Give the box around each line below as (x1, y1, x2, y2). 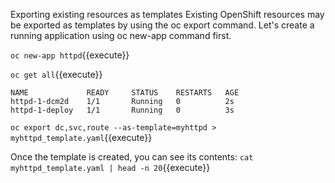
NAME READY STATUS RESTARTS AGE (10, 88, 240, 98)
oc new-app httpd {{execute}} (10, 49, 130, 61)
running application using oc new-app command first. (10, 30, 232, 41)
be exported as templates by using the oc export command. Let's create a (10, 19, 315, 31)
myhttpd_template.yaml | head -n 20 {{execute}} (10, 162, 211, 173)
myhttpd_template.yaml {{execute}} (10, 132, 153, 143)
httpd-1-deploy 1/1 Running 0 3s (10, 105, 235, 115)
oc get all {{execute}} (10, 69, 103, 80)
